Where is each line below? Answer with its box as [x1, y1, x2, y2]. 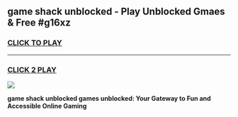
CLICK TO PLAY [7, 38, 62, 48]
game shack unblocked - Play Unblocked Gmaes [7, 6, 225, 18]
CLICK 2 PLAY [7, 65, 57, 74]
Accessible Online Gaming [7, 101, 87, 110]
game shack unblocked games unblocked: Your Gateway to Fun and [7, 94, 211, 102]
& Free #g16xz [7, 17, 71, 29]
